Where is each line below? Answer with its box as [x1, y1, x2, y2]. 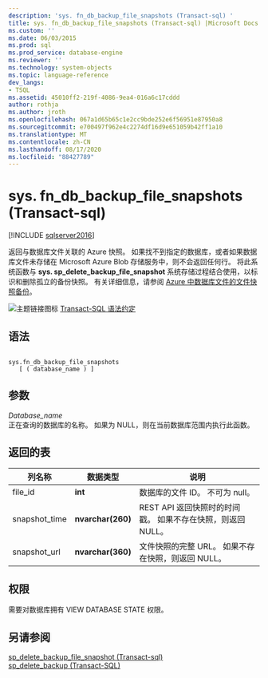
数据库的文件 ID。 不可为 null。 [139, 486, 255, 498]
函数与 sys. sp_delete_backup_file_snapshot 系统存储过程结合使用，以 [14, 267, 251, 276]
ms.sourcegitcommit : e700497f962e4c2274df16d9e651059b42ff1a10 [8, 123, 223, 131]
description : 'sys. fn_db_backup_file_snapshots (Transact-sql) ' [8, 11, 234, 20]
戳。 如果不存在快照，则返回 [139, 513, 246, 525]
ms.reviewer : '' [8, 57, 62, 65]
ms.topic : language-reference [8, 71, 109, 79]
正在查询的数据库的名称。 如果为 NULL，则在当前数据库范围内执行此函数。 [8, 420, 254, 430]
